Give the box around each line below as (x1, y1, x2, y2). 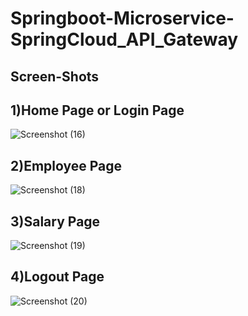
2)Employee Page (10, 157, 123, 174)
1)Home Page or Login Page (10, 102, 185, 119)
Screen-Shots (10, 68, 100, 85)
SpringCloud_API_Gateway (10, 28, 239, 51)
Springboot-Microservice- (10, 7, 235, 30)
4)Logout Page (10, 268, 105, 286)
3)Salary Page (10, 213, 101, 230)
